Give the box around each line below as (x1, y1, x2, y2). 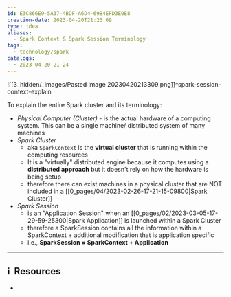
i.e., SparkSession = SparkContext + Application (27, 238, 168, 246)
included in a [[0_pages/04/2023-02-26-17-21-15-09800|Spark (27, 187, 208, 195)
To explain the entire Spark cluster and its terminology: (7, 100, 162, 109)
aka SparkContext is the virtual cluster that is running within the (27, 143, 208, 151)
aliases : (7, 29, 32, 36)
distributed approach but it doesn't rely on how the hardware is (27, 165, 209, 173)
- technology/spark (13, 49, 69, 56)
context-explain (7, 87, 52, 96)
